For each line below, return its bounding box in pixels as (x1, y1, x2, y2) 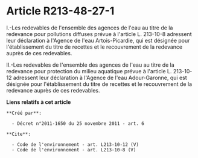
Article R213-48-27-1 (6, 4, 115, 18)
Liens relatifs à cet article (6, 98, 71, 106)
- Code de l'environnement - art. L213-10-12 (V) (11, 141, 139, 148)
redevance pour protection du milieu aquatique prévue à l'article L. (6, 67, 172, 74)
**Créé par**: (6, 110, 42, 116)
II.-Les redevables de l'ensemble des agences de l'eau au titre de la (6, 61, 175, 68)
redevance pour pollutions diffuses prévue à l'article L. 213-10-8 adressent (6, 30, 192, 37)
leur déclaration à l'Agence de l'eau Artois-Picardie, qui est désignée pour (6, 37, 190, 44)
